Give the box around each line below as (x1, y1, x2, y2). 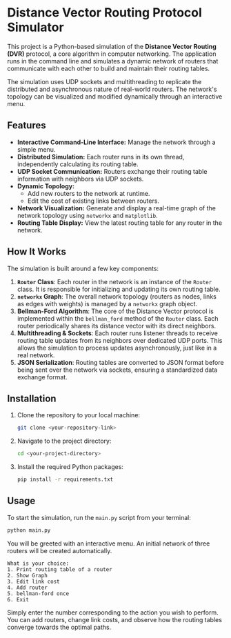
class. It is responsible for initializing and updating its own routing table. (17, 285, 221, 293)
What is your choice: (7, 560, 70, 567)
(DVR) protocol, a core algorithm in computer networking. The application (7, 50, 217, 58)
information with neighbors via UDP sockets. (17, 175, 144, 183)
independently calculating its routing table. (17, 160, 139, 168)
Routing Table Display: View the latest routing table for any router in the (17, 219, 223, 227)
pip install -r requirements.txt (17, 476, 114, 484)
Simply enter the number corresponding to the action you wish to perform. (7, 608, 219, 617)
